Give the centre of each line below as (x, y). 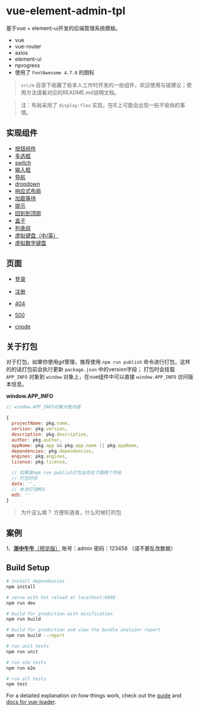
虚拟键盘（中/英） (37, 235)
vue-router (28, 46)
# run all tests (26, 679)
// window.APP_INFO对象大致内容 (44, 407)
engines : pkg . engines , (40, 457)
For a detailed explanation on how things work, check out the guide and (94, 696)
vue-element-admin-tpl (66, 11)
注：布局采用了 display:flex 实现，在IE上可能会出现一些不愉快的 (100, 105)
